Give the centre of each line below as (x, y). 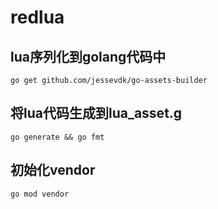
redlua (37, 17)
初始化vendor (53, 170)
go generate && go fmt (57, 137)
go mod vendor (40, 194)
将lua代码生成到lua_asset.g (96, 113)
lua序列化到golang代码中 (88, 56)
